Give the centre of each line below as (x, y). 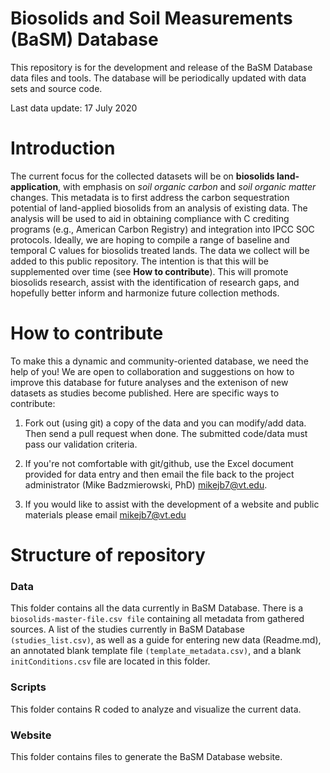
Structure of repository (108, 555)
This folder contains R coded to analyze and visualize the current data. (156, 709)
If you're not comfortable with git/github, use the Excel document (159, 463)
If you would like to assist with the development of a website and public (172, 504)
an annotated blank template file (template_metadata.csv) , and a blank (156, 651)
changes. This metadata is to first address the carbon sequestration (150, 197)
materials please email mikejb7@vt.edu (105, 514)
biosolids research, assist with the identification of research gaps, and (155, 282)
